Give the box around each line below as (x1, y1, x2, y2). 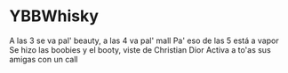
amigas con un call (9, 54, 78, 64)
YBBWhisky (9, 6, 100, 26)
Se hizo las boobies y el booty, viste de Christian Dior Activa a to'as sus (9, 44, 271, 55)
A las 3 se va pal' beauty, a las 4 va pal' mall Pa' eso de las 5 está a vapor (9, 35, 279, 46)
